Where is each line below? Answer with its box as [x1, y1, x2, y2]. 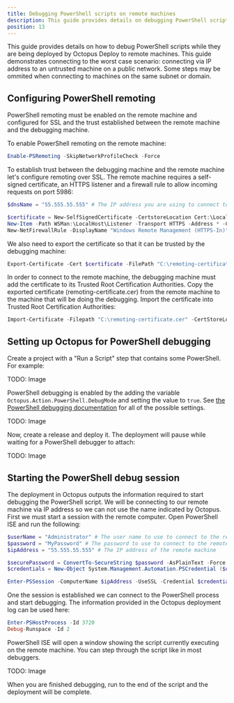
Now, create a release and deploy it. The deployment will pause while [7, 430, 206, 439]
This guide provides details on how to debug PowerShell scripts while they [7, 43, 221, 51]
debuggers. [7, 653, 40, 661]
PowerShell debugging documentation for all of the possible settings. [7, 403, 205, 412]
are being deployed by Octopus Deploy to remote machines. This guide [7, 50, 212, 58]
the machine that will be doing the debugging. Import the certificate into [7, 295, 214, 304]
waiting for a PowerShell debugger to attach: [7, 438, 136, 447]
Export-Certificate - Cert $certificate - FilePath [7, 260, 155, 268]
